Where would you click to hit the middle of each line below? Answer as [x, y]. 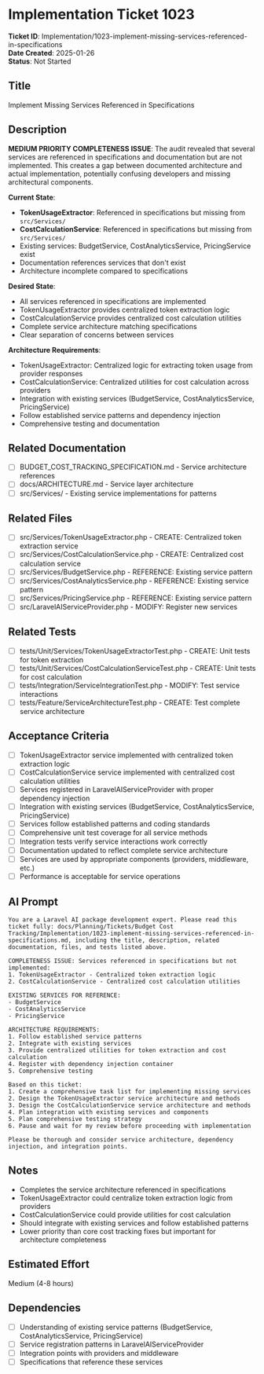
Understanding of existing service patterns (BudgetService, [116, 1327]
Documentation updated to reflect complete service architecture [123, 851]
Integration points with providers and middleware [99, 1353]
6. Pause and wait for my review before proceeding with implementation [130, 1126]
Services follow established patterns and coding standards [115, 823]
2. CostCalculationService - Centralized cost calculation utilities [125, 982]
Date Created [30, 53]
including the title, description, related [147, 940]
